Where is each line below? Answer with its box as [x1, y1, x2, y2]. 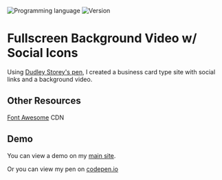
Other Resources [7, 95, 81, 106]
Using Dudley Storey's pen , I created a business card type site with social [7, 67, 216, 76]
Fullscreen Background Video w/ [7, 31, 197, 46]
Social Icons [7, 45, 78, 61]
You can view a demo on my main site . [7, 151, 116, 159]
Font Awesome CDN [7, 113, 65, 122]
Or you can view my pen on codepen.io [7, 165, 119, 173]
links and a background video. [7, 75, 93, 83]
